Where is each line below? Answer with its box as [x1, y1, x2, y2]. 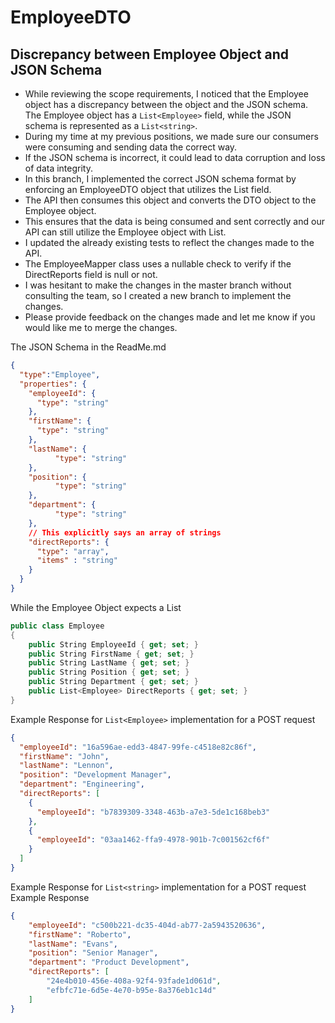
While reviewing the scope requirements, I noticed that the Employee [24, 88, 309, 100]
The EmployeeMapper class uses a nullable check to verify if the [24, 258, 292, 270]
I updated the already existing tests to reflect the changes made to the [24, 237, 315, 248]
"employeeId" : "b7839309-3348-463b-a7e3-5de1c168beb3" [36, 807, 271, 817]
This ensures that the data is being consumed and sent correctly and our [24, 216, 325, 227]
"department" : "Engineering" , [19, 779, 145, 790]
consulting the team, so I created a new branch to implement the [24, 290, 292, 301]
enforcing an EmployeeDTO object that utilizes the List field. [24, 184, 272, 195]
